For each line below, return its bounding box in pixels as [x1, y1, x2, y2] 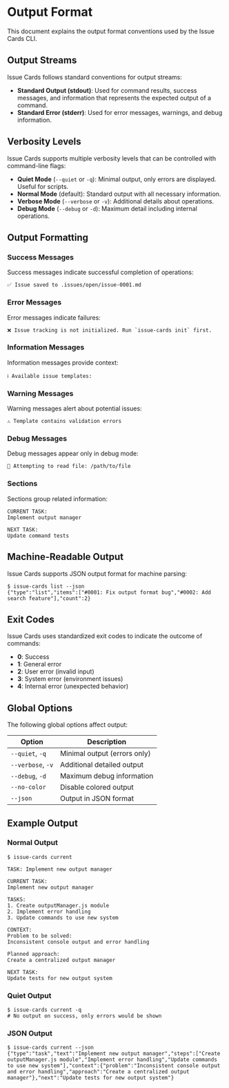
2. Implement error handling [7, 908, 91, 915]
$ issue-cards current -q [7, 1006, 81, 1014]
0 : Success [17, 653, 50, 661]
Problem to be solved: [7, 932, 72, 939]
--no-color [10, 783, 46, 791]
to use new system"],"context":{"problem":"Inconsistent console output [7, 1062, 221, 1069]
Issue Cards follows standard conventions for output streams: [7, 73, 183, 81]
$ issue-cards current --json [7, 1044, 94, 1051]
